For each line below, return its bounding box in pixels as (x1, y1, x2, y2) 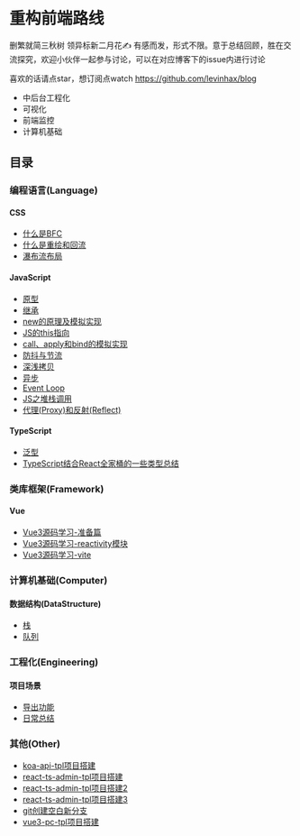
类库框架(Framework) (9, 482, 105, 495)
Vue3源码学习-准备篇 (22, 527, 102, 537)
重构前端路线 (9, 8, 105, 29)
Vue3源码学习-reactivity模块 (22, 537, 129, 548)
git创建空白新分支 (22, 804, 88, 816)
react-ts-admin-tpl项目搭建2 (22, 782, 128, 794)
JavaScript (9, 272, 51, 283)
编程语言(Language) (9, 184, 98, 197)
